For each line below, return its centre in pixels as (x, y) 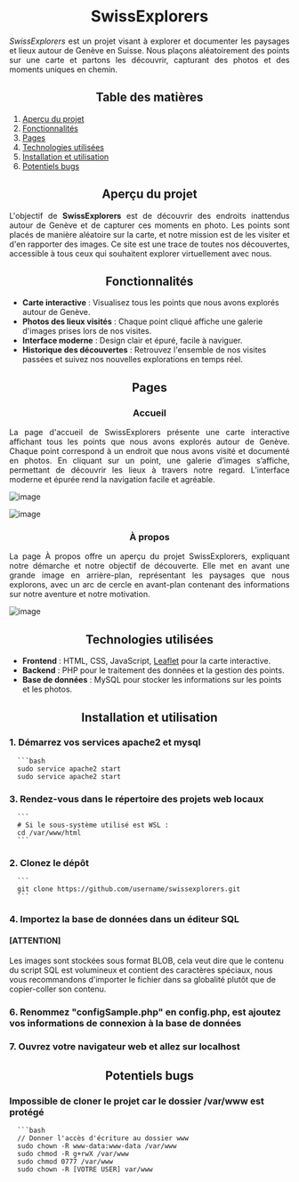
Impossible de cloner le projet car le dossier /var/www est (137, 1101)
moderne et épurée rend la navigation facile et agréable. (112, 480)
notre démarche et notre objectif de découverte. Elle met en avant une (149, 566)
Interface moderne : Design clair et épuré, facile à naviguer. (132, 341)
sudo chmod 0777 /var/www (65, 1162)
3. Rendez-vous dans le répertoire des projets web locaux (137, 798)
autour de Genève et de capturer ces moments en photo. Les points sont (149, 225)
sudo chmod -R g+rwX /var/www (73, 1154)
